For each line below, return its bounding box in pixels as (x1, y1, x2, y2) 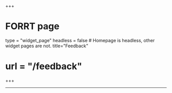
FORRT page (5, 21, 60, 32)
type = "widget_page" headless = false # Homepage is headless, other (5, 37, 155, 43)
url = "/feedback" (5, 60, 82, 72)
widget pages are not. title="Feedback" (5, 43, 89, 49)
